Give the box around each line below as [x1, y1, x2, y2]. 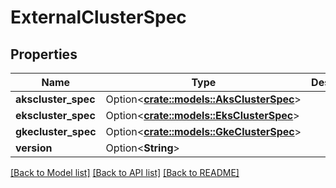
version [15, 141, 53, 155]
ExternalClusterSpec [10, 6, 187, 29]
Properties [10, 46, 78, 63]
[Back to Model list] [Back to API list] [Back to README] [10, 167, 240, 178]
